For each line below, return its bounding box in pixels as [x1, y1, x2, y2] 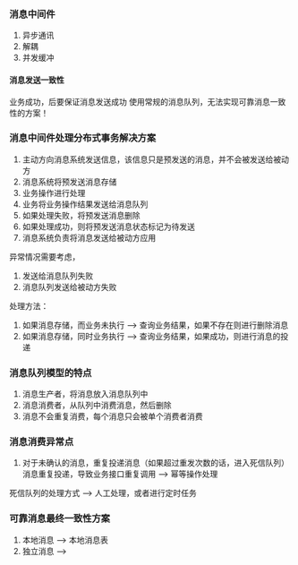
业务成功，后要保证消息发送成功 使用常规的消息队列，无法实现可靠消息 [9, 96, 270, 107]
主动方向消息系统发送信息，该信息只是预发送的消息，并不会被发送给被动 [21, 154, 289, 165]
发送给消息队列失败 [21, 270, 94, 281]
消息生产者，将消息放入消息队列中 [21, 389, 149, 399]
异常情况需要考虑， [9, 251, 81, 261]
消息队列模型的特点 [9, 366, 92, 379]
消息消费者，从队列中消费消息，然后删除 [21, 400, 172, 411]
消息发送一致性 [9, 74, 64, 85]
